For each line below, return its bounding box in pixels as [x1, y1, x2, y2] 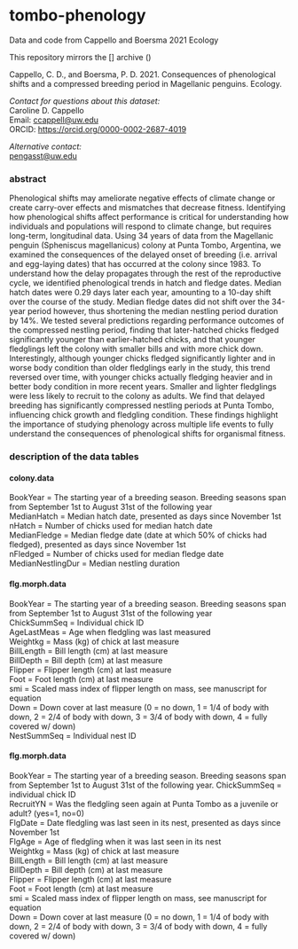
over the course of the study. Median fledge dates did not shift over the [9, 296, 271, 307]
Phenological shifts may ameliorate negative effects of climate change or [9, 192, 276, 204]
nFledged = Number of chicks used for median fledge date [9, 549, 224, 560]
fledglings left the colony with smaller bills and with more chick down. [9, 343, 263, 355]
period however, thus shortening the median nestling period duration [27, 306, 278, 317]
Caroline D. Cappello [9, 105, 84, 115]
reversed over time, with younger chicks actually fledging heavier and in [9, 372, 273, 382]
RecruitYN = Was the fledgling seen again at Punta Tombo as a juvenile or [9, 798, 279, 809]
